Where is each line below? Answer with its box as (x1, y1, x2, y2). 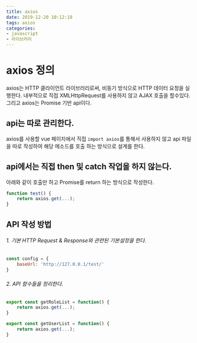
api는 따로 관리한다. (6, 118, 75, 128)
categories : (6, 25, 35, 31)
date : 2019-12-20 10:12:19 (6, 14, 73, 20)
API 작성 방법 (6, 219, 52, 229)
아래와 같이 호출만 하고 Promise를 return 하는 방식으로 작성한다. (6, 179, 154, 186)
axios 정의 (6, 63, 55, 77)
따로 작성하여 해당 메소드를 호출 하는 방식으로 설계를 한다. (12, 142, 145, 150)
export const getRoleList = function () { (6, 299, 110, 305)
